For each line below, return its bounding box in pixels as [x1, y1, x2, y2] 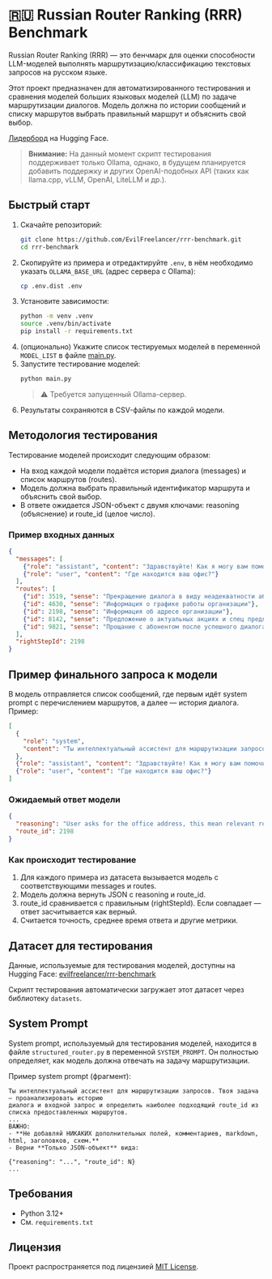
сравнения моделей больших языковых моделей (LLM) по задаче [8, 92, 237, 101]
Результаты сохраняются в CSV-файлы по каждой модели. [19, 405, 225, 415]
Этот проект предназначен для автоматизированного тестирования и [8, 83, 251, 92]
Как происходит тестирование [8, 854, 137, 865]
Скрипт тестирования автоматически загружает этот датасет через [8, 984, 244, 994]
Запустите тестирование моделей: [19, 359, 141, 369]
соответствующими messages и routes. [19, 881, 157, 891]
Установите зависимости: [19, 296, 109, 306]
